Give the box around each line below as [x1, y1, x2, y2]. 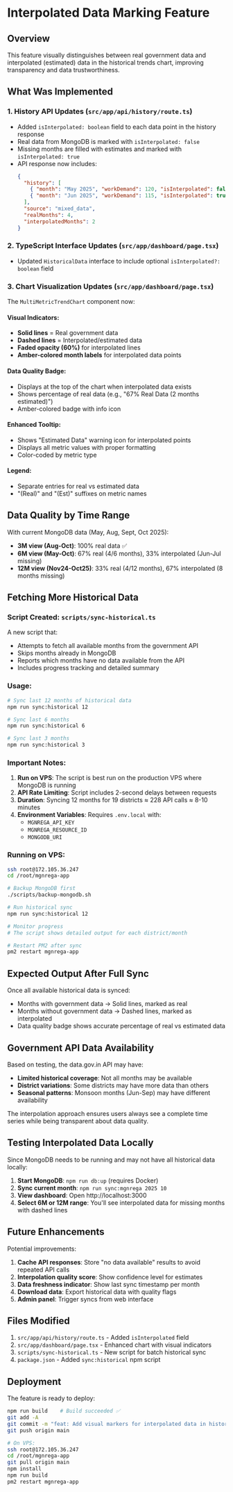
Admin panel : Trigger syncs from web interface [17, 1295, 154, 1303]
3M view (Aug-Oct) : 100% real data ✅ [17, 541, 128, 550]
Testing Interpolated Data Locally [7, 1137, 154, 1149]
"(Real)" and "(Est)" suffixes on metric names [17, 489, 147, 498]
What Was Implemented [7, 86, 113, 98]
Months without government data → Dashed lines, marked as [17, 1007, 192, 1016]
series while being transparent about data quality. [7, 1117, 149, 1125]
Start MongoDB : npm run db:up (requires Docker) [17, 1176, 159, 1185]
